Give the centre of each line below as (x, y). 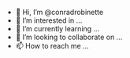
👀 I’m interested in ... (49, 20)
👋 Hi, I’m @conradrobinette (59, 12)
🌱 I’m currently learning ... (58, 29)
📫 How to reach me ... (52, 46)
